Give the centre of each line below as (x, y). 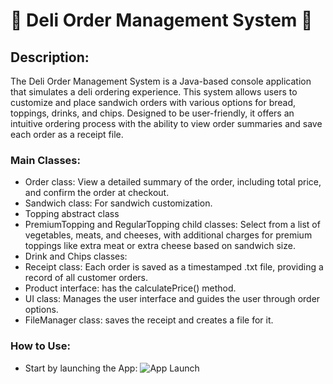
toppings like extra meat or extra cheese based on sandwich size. (160, 246)
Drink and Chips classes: (76, 256)
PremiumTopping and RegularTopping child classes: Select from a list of (172, 225)
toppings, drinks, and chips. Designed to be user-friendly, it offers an (152, 113)
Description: (50, 57)
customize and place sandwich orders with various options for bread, (153, 102)
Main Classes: (45, 160)
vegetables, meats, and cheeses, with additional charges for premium (168, 235)
